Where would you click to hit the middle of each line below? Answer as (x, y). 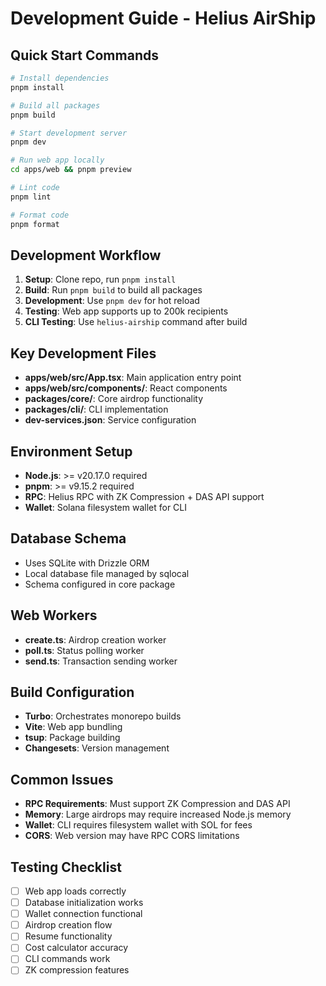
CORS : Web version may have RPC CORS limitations (132, 836)
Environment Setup (71, 451)
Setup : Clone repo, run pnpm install (100, 279)
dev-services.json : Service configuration (110, 420)
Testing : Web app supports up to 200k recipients (126, 311)
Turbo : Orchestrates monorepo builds (103, 716)
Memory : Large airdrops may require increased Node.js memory (158, 814)
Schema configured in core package (100, 584)
